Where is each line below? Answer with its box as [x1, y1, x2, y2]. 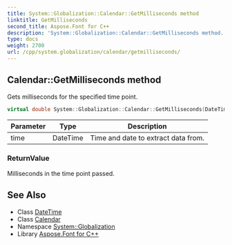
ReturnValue [7, 153, 50, 163]
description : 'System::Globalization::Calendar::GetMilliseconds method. [7, 29, 224, 37]
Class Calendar [17, 215, 61, 223]
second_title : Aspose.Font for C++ [7, 23, 110, 30]
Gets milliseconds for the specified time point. [7, 92, 138, 101]
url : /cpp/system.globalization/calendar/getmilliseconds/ [7, 49, 181, 56]
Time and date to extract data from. [90, 133, 205, 142]
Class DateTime [17, 208, 62, 216]
